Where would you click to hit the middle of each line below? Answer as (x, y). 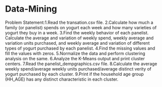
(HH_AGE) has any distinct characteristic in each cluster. (62, 79)
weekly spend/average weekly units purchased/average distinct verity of (78, 69)
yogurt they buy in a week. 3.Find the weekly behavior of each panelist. (77, 33)
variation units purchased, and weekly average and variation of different (77, 43)
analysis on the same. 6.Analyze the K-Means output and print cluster (75, 58)
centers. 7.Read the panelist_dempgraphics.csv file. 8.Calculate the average (81, 64)
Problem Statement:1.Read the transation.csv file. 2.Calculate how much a (79, 22)
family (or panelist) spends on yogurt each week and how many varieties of (81, 27)
